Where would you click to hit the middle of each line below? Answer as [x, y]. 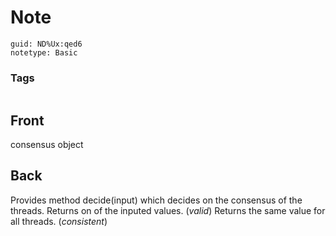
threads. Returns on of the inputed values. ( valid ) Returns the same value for [168, 210]
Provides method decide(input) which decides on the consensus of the [156, 200]
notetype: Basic [44, 52]
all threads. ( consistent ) [59, 221]
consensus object [47, 145]
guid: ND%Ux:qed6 [46, 44]
